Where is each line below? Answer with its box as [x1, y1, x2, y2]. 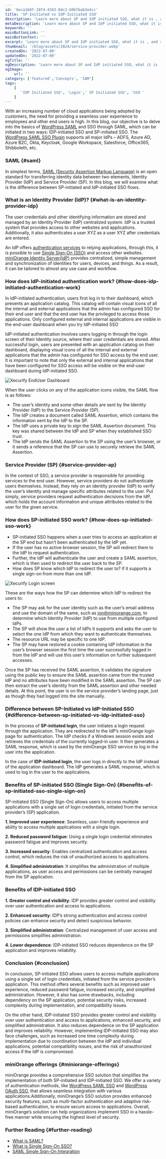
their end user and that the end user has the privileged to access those [5, 311, 150, 317]
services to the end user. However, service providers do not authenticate [5, 478, 154, 484]
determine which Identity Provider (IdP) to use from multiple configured [12, 615, 158, 621]
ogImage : [5, 67, 23, 72]
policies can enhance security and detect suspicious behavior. [5, 917, 132, 923]
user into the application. [5, 749, 56, 755]
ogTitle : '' [5, 58, 30, 63]
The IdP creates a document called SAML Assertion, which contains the [12, 412, 159, 418]
